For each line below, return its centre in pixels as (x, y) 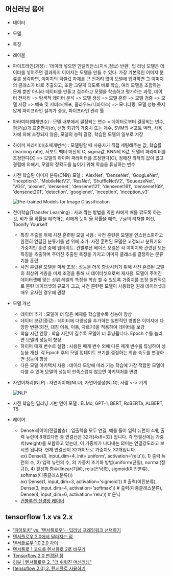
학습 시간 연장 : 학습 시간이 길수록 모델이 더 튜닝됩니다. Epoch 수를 (87, 333)
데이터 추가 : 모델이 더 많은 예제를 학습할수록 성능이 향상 (76, 314)
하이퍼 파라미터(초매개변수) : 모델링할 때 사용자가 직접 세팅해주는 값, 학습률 (87, 145)
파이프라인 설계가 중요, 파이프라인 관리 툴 (63, 110)
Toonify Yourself (30, 224)
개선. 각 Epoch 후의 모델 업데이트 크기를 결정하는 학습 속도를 (90, 352)
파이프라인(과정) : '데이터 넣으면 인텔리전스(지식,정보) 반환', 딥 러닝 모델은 (86, 66)
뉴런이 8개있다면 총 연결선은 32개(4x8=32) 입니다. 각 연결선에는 (90, 436)
